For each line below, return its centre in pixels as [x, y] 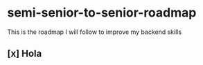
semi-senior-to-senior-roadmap [102, 13]
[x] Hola [25, 54]
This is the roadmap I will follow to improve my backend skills [95, 32]
